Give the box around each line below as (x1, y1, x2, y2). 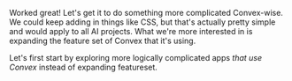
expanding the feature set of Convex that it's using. (9, 35, 196, 46)
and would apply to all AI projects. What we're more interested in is (9, 26, 253, 36)
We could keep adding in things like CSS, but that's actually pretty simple (9, 17, 276, 27)
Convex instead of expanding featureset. (9, 62, 158, 72)
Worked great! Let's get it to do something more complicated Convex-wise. (9, 8, 283, 18)
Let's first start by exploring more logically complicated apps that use (9, 53, 263, 63)
